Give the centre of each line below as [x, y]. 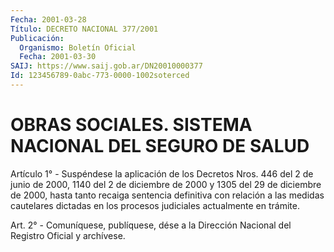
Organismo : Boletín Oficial [78, 47]
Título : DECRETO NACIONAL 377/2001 [84, 29]
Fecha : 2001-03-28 [48, 19]
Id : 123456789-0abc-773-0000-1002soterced [100, 76]
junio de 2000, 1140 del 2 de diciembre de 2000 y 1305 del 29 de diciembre [166, 184]
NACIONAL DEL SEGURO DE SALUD [160, 146]
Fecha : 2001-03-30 [58, 57]
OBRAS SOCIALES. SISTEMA [131, 125]
